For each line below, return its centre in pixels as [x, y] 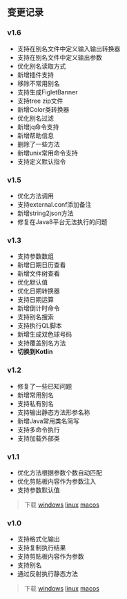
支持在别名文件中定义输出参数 [59, 57]
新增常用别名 [35, 395]
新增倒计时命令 [38, 308]
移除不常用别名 [38, 83]
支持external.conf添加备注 [54, 204]
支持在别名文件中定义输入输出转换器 [69, 49]
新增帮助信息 [35, 135]
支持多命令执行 [38, 430]
